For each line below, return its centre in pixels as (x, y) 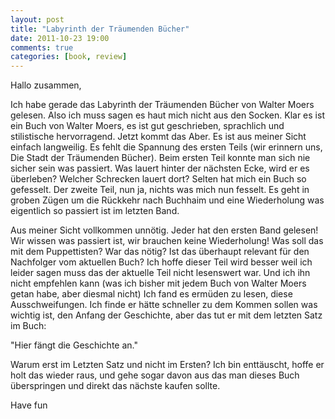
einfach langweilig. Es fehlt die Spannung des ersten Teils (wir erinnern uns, (166, 147)
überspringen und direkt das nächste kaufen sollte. (115, 386)
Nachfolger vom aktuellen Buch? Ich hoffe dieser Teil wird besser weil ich (161, 262)
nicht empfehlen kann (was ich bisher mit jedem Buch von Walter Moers (158, 283)
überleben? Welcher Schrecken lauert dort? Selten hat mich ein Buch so (158, 179)
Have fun (29, 405)
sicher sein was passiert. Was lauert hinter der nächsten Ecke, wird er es (160, 168)
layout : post (37, 19)
